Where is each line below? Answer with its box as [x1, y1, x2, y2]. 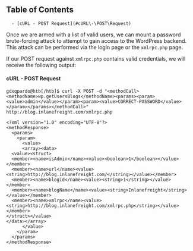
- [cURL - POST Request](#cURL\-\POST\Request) [11, 20, 132, 26]
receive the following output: [6, 61, 76, 68]
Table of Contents [6, 5, 74, 15]
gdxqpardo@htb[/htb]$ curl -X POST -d [6, 89, 102, 95]
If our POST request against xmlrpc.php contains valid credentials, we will [6, 55, 186, 62]
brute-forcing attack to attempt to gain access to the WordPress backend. [6, 37, 187, 44]
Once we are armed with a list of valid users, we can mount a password [6, 31, 181, 38]
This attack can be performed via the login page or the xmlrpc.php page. [6, 43, 183, 51]
